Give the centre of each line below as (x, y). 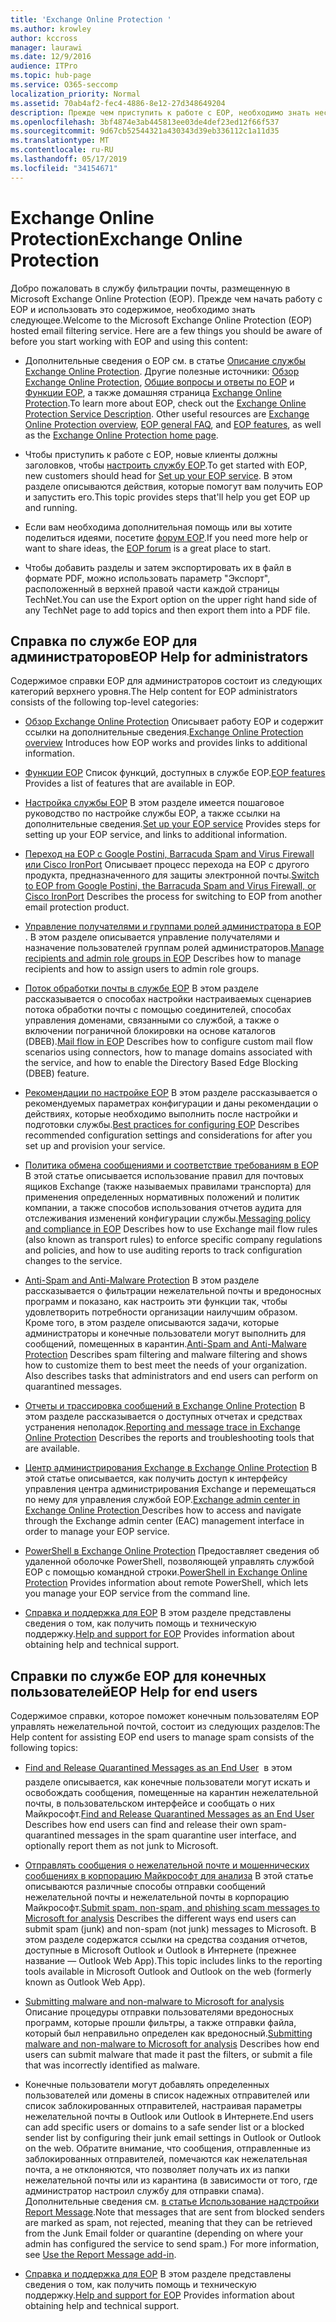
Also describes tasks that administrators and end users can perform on (171, 1376)
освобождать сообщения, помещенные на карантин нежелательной (171, 1793)
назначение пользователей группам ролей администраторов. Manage (174, 948)
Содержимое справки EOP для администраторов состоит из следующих (166, 681)
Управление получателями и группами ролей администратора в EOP (173, 927)
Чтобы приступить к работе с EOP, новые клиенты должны (151, 454)
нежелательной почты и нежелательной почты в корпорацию (157, 1897)
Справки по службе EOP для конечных (138, 1676)
